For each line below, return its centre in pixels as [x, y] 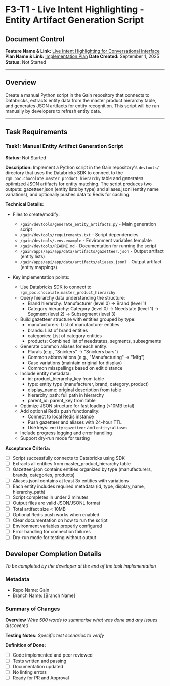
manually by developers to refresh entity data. [53, 111]
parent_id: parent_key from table [61, 400]
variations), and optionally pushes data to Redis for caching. [68, 194]
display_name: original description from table [74, 390]
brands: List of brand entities [58, 330]
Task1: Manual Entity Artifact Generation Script [64, 146]
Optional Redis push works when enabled [56, 514]
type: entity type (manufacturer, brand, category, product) [88, 384]
